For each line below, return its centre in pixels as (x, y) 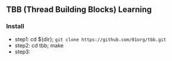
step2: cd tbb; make (39, 45)
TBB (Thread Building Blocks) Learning (79, 10)
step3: (22, 52)
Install (15, 26)
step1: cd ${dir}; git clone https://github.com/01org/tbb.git (90, 39)
